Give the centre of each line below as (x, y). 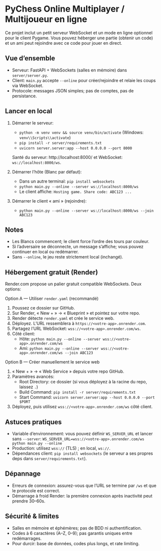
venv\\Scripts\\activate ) (45, 138)
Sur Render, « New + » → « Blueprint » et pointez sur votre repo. (76, 313)
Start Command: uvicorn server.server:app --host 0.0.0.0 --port (87, 397)
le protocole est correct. (36, 491)
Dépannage (23, 474)
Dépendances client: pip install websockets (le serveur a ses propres (82, 453)
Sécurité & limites (32, 516)
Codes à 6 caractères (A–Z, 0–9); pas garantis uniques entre (72, 533)
